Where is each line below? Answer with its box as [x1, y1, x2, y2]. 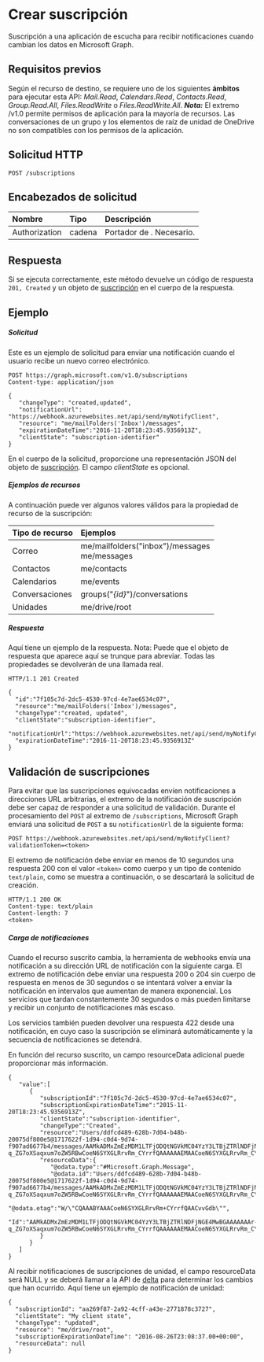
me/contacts [80, 563, 127, 574]
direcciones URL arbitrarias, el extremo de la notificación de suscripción [8, 795, 242, 804]
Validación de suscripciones [8, 765, 150, 778]
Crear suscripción [8, 6, 128, 24]
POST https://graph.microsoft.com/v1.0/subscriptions [8, 371, 189, 379]
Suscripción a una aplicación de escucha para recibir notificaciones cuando [8, 31, 254, 41]
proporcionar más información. [8, 1058, 108, 1068]
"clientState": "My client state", [15, 1312, 132, 1320]
